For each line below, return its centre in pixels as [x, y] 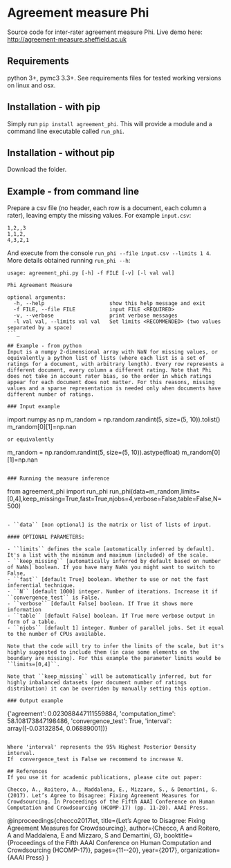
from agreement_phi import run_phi [58, 492]
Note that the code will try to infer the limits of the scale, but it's [116, 646]
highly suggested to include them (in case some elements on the [103, 652]
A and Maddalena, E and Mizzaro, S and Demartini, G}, [85, 835]
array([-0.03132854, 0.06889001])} [58, 729]
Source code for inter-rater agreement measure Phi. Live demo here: [105, 32]
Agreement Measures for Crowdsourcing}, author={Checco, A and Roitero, [114, 828]
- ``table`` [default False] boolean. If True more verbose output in [111, 616]
